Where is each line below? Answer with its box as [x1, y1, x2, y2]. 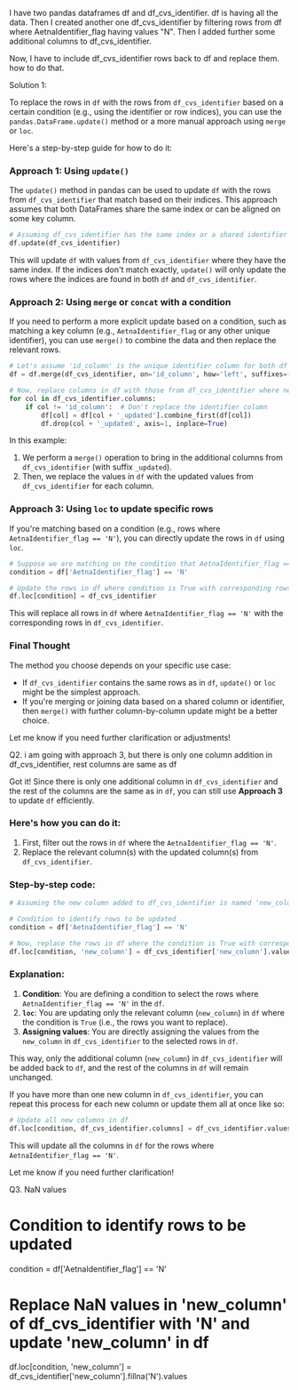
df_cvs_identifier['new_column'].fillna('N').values [9, 1371, 188, 1382]
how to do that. [9, 62, 65, 73]
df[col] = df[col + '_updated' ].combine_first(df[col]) [41, 411, 252, 420]
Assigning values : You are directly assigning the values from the [21, 1026, 260, 1037]
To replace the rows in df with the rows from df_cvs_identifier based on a [9, 97, 284, 108]
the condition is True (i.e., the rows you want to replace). [21, 1016, 229, 1027]
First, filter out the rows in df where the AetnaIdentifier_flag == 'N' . [21, 837, 277, 848]
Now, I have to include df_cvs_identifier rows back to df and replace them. [9, 53, 279, 63]
